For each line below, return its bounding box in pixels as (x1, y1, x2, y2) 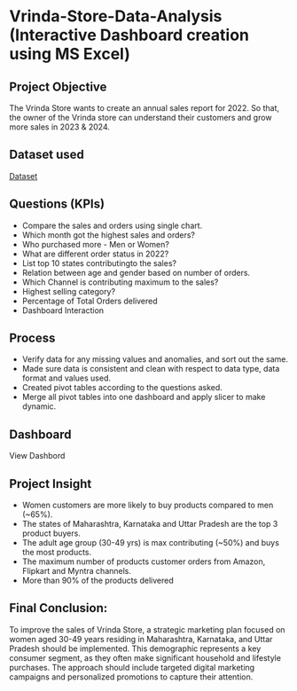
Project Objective (9, 79, 107, 94)
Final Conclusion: (9, 601, 108, 616)
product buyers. (21, 528, 82, 538)
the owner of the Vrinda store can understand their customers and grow (9, 113, 272, 122)
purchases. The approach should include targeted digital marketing (9, 662, 255, 672)
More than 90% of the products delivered (21, 575, 175, 586)
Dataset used (9, 147, 84, 162)
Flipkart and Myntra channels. (21, 566, 131, 577)
